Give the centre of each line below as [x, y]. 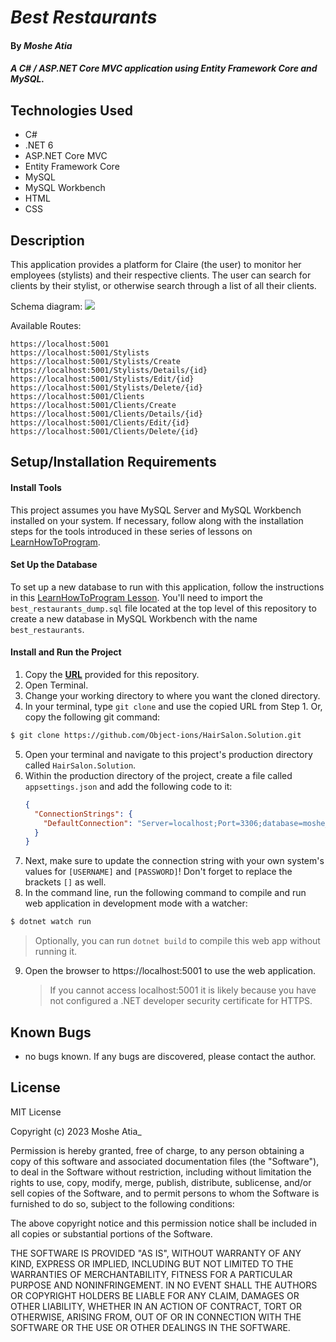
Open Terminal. [56, 685]
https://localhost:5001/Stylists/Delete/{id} [106, 388]
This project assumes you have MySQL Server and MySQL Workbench [156, 510]
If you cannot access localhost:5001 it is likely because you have [183, 990]
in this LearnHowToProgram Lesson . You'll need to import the [137, 597]
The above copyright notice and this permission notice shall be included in [163, 1223]
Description [47, 240]
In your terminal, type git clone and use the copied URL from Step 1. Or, [173, 706]
